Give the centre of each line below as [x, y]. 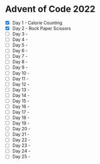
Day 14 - [21, 95]
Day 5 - [20, 45]
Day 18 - [21, 118]
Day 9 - [20, 67]
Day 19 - [21, 123]
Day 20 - [21, 129]
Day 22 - [21, 140]
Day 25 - [21, 157]
